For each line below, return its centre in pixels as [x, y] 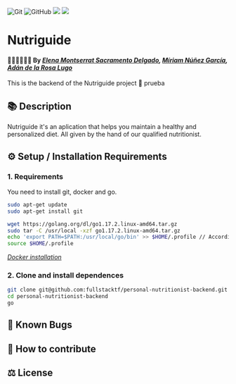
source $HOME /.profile [40, 244]
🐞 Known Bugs [40, 325]
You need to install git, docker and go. [62, 192]
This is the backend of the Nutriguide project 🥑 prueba [86, 83]
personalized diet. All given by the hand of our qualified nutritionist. [104, 135]
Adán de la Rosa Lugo [40, 68]
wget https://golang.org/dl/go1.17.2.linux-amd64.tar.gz [92, 224]
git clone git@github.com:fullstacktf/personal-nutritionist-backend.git [118, 290]
